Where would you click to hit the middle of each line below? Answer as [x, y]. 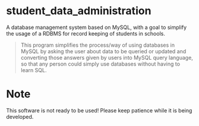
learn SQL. [34, 70]
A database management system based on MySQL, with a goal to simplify [97, 27]
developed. [20, 117]
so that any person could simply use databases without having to [100, 64]
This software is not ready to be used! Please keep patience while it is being [99, 110]
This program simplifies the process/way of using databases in [98, 45]
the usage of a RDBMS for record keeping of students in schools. [86, 33]
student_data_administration [79, 11]
